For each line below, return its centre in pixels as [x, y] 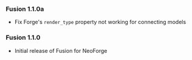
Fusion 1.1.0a [25, 9]
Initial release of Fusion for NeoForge [61, 50]
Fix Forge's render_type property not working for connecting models [100, 22]
